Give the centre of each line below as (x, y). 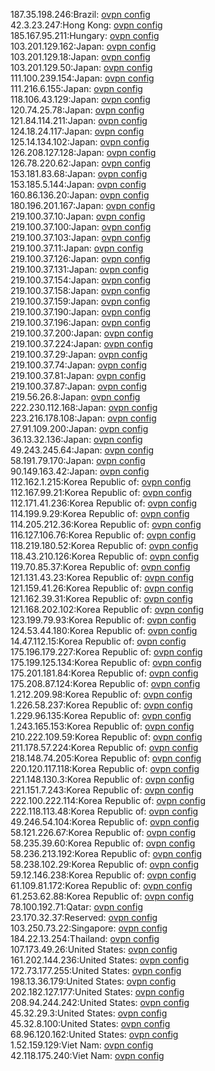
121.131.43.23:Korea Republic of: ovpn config (102, 577)
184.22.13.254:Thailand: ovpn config (85, 938)
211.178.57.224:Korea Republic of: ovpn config (104, 747)
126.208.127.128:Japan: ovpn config (83, 152)
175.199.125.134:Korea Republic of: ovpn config (106, 662)
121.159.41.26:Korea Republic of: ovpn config (102, 588)
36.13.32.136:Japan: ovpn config (76, 439)
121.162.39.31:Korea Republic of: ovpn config (101, 598)
